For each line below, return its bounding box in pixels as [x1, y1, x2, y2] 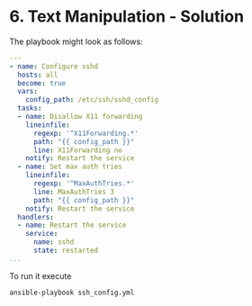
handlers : [17, 212, 54, 221]
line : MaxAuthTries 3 [32, 187, 115, 196]
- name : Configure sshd [9, 61, 99, 71]
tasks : [17, 103, 42, 113]
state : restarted [32, 246, 99, 256]
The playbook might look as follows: [9, 36, 143, 47]
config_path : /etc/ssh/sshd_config [25, 95, 159, 104]
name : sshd [32, 238, 75, 247]
